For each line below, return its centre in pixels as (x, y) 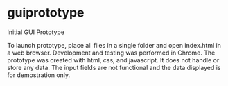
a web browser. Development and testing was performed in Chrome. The (111, 53)
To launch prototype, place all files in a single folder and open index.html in (114, 45)
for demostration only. (39, 75)
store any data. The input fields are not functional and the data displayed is (114, 67)
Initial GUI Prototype (36, 32)
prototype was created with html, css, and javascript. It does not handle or (113, 60)
